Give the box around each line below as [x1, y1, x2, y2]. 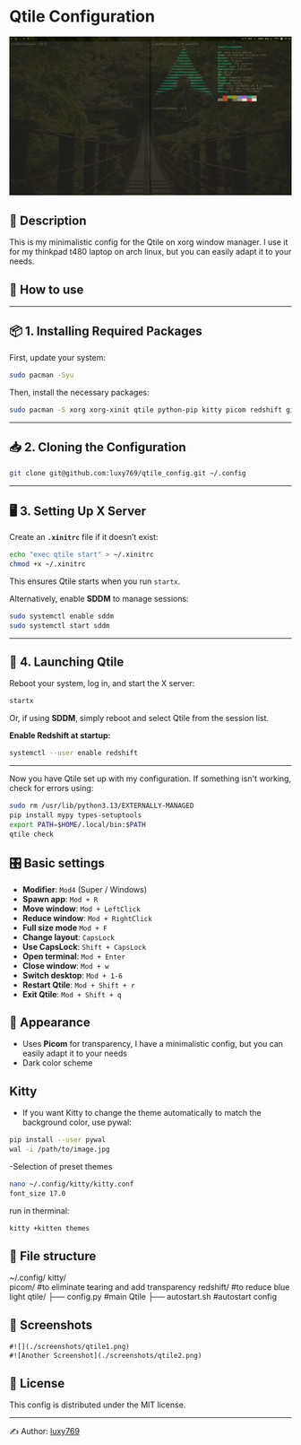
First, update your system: [9, 352, 106, 362]
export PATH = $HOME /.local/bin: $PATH [9, 820, 146, 829]
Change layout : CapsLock [21, 931, 115, 943]
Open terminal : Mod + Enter [21, 951, 125, 962]
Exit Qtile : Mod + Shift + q [21, 988, 122, 999]
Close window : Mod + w [21, 960, 109, 971]
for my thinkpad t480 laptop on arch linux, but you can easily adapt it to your [9, 247, 292, 257]
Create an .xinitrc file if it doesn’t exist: [9, 532, 159, 543]
